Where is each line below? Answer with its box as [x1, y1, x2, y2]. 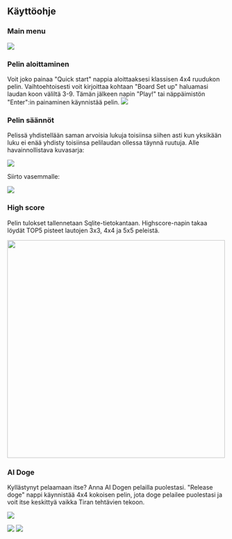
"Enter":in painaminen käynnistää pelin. [7, 97, 120, 106]
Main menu [7, 26, 47, 36]
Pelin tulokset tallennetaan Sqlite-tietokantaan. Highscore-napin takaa [7, 218, 208, 227]
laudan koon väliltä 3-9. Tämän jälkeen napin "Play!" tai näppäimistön [7, 90, 206, 98]
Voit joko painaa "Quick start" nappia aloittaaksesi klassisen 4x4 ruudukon [7, 74, 220, 83]
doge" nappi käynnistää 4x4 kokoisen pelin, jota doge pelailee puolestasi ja [7, 490, 223, 499]
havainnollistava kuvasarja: [7, 146, 85, 154]
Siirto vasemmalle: [7, 172, 60, 181]
